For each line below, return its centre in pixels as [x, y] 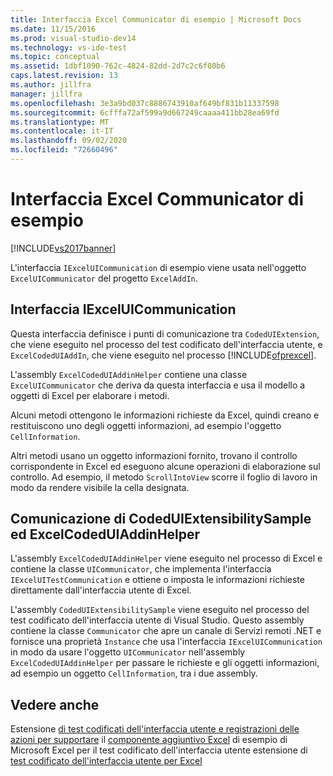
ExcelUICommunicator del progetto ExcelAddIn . [104, 278]
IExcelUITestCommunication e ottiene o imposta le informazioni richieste [157, 580]
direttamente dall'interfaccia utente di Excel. [101, 590]
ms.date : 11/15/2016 [53, 29]
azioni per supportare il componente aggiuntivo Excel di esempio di [149, 740]
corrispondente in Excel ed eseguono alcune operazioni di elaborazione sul [165, 466]
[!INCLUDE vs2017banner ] [63, 248]
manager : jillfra [46, 94]
